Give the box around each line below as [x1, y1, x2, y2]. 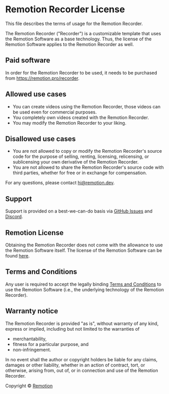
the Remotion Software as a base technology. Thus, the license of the [5, 36, 152, 42]
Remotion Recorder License [5, 4, 125, 15]
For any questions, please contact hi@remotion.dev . [5, 180, 115, 186]
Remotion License [5, 228, 64, 237]
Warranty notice [5, 307, 58, 315]
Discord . [5, 214, 23, 220]
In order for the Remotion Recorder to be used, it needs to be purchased [5, 69, 157, 76]
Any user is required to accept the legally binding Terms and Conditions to [5, 281, 162, 287]
